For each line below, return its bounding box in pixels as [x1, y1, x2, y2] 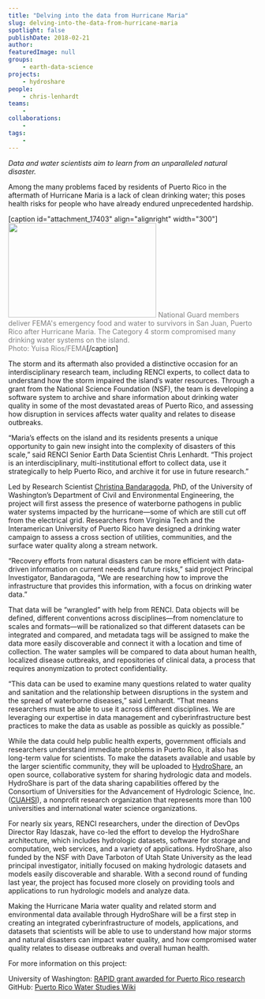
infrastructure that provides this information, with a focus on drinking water [8, 581, 252, 590]
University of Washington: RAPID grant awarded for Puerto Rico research [8, 974, 246, 983]
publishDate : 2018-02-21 [8, 33, 90, 42]
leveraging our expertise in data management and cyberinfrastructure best [8, 712, 251, 722]
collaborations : [8, 115, 62, 123]
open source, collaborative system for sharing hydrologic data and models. [8, 770, 252, 779]
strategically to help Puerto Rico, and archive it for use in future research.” [8, 466, 249, 476]
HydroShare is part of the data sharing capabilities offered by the [8, 778, 219, 787]
